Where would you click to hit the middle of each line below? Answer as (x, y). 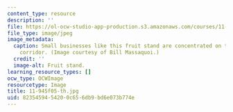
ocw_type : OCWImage (35, 78)
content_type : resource (42, 14)
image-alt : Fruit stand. (49, 65)
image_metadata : (31, 40)
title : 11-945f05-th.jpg (43, 91)
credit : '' (29, 59)
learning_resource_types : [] (49, 72)
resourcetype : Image (37, 85)
